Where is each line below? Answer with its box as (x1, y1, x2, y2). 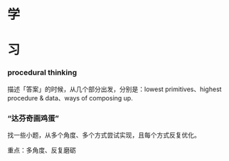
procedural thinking (7, 68, 77, 78)
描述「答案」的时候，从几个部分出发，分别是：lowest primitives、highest (7, 85, 222, 93)
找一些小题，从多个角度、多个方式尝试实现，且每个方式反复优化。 (7, 130, 201, 139)
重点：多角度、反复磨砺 (7, 145, 76, 154)
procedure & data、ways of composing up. (7, 93, 133, 102)
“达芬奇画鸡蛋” (7, 113, 59, 123)
